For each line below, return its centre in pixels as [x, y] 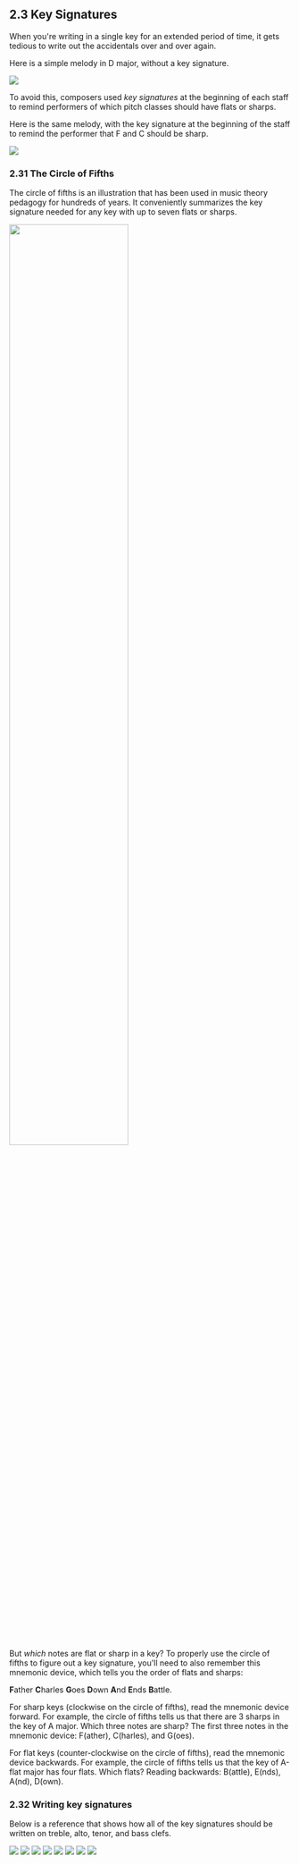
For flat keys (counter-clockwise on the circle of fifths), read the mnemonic [147, 1753]
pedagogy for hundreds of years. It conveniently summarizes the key [136, 202]
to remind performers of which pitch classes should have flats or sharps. [143, 106]
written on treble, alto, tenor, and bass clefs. [90, 1834]
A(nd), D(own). [37, 1782]
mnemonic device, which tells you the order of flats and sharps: [126, 1673]
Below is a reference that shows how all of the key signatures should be [141, 1824]
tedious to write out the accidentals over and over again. [113, 46]
